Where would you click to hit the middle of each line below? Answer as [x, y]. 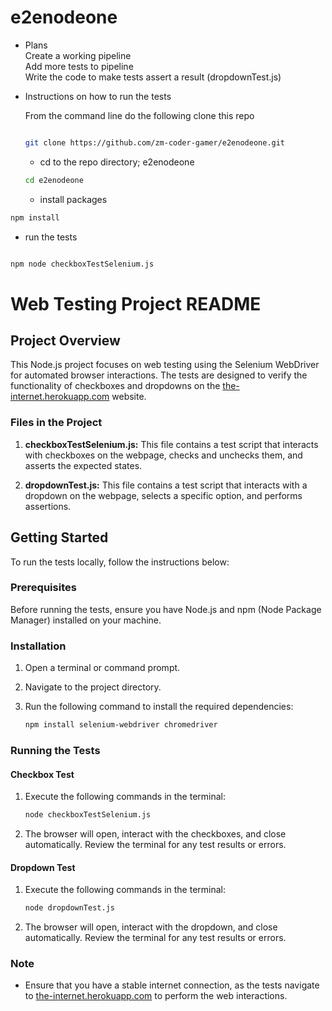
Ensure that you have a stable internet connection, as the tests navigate [172, 985]
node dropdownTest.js [69, 908]
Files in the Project [56, 423]
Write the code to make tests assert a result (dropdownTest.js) [153, 77]
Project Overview [65, 341]
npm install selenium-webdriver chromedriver [121, 725]
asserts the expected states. [83, 465]
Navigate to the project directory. [93, 687]
